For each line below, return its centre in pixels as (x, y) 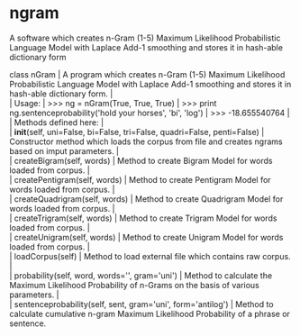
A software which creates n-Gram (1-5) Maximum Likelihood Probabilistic (145, 38)
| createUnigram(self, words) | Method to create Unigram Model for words (146, 237)
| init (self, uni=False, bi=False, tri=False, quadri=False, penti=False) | (137, 132)
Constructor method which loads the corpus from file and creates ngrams (146, 141)
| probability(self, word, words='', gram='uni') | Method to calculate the (141, 275)
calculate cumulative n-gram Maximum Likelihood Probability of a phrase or (150, 313)
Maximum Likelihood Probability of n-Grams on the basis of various (134, 285)
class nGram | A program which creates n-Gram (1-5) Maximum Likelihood (147, 74)
